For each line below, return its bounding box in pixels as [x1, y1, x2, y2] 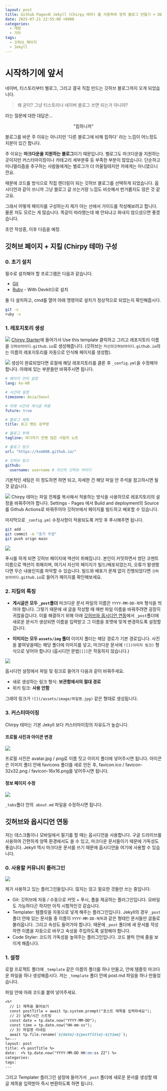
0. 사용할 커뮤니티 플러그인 [5, 864, 66, 871]
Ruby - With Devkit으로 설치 [12, 287, 69, 293]
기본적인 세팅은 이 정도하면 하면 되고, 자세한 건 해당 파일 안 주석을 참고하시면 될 [5, 477, 159, 483]
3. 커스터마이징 [5, 709, 40, 716]
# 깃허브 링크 [5, 458, 29, 463]
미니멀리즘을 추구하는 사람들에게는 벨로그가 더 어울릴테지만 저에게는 [5, 163, 137, 169]
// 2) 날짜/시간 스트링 [9, 1014, 52, 1019]
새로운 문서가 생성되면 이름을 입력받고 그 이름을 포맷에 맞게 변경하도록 [12, 619, 148, 625]
